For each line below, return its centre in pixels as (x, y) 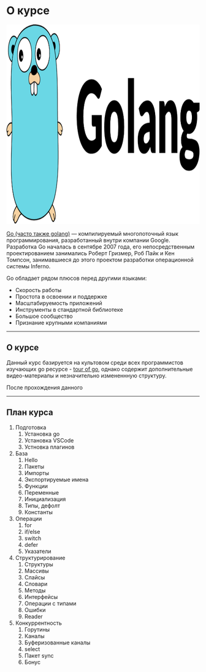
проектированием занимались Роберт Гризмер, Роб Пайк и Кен (90, 253)
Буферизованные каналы (57, 643)
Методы (35, 590)
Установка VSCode (49, 440)
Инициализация (45, 499)
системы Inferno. (29, 266)
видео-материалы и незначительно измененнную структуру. (86, 376)
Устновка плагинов (49, 447)
